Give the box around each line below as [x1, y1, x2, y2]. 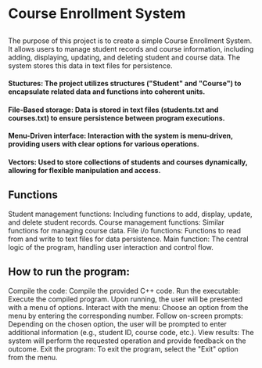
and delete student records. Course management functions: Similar [8, 217, 224, 227]
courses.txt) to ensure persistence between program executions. [8, 113, 225, 122]
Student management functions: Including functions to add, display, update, [8, 209, 253, 218]
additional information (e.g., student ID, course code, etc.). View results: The [8, 327, 254, 337]
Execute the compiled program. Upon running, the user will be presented [8, 294, 243, 304]
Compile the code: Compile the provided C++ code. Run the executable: [8, 286, 241, 295]
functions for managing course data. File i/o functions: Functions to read [8, 225, 241, 235]
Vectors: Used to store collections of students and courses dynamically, [8, 157, 248, 167]
